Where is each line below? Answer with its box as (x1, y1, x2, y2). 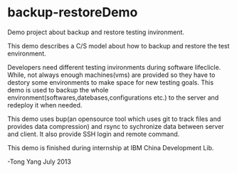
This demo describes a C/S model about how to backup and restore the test (7, 41, 230, 50)
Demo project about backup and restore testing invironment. (7, 28, 185, 36)
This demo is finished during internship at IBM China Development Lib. (7, 143, 214, 152)
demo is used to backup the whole (7, 85, 109, 94)
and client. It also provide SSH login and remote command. (7, 130, 180, 138)
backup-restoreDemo (7, 4, 138, 21)
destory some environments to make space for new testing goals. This (7, 78, 214, 86)
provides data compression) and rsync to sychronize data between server (7, 122, 224, 130)
